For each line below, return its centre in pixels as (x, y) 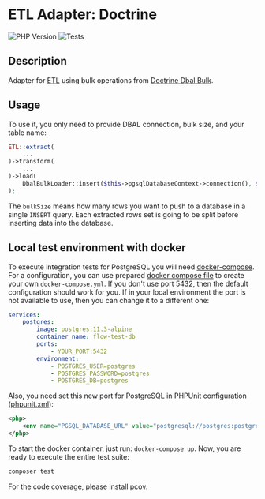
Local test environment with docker (97, 248)
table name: (28, 133)
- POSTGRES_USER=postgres (93, 366)
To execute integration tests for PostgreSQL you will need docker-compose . (131, 267)
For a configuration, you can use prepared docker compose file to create (126, 275)
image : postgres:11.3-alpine (84, 329)
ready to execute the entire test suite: (69, 456)
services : (24, 315)
